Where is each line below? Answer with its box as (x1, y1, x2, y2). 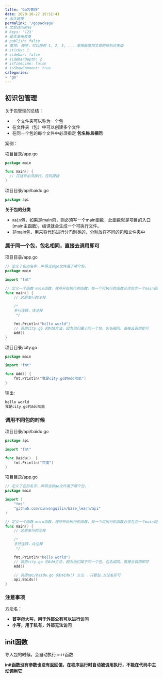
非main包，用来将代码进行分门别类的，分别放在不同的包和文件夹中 (12, 229, 146, 235)
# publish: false (5, 39, 40, 44)
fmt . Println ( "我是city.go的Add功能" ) (14, 376, 86, 381)
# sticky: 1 (5, 48, 29, 52)
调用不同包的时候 (5, 417, 45, 423)
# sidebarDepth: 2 (5, 57, 42, 62)
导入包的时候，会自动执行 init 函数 (5, 652, 74, 658)
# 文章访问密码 (5, 25, 32, 30)
